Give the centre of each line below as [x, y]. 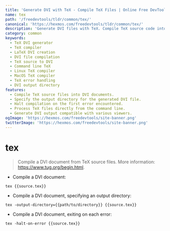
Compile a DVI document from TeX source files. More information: [86, 162]
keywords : [16, 38]
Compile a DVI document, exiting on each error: [62, 214]
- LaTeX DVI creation [33, 52]
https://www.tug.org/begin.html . [51, 167]
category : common [24, 33]
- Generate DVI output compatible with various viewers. [71, 113]
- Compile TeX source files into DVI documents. [62, 95]
